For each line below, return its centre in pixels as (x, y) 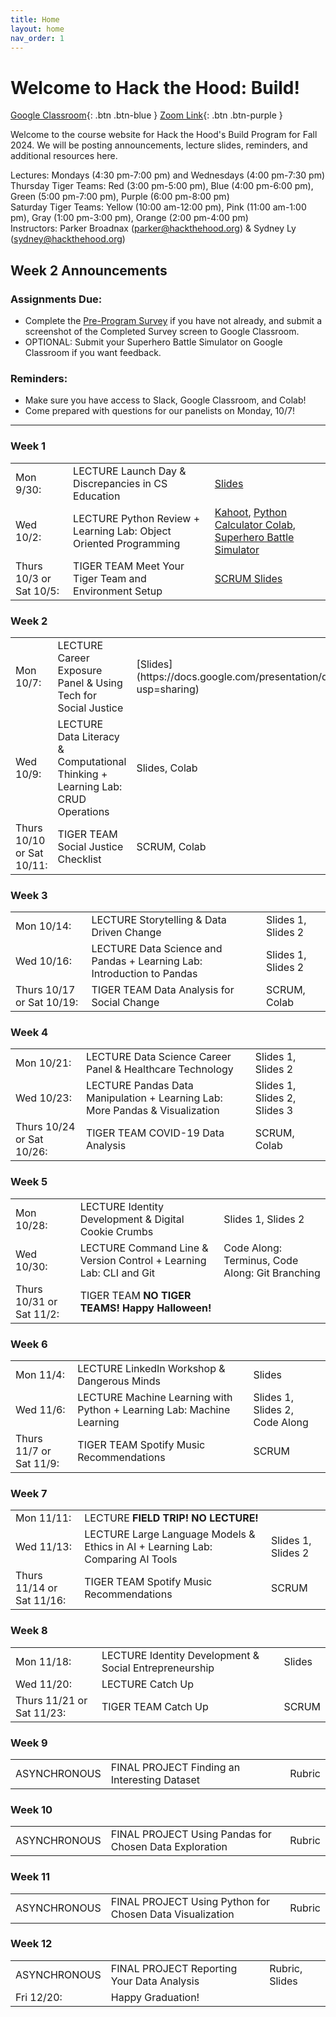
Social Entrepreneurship (158, 1668)
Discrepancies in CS (120, 483)
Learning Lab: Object (122, 531)
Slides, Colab (167, 768)
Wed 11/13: (43, 1547)
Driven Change (126, 933)
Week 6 (29, 1344)
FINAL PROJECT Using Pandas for (191, 1834)
